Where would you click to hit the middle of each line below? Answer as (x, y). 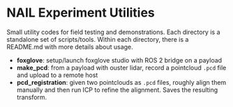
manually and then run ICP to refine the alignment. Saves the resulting (117, 90)
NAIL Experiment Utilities (81, 13)
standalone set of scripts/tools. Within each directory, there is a (98, 39)
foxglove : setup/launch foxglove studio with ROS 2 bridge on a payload (119, 60)
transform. (32, 97)
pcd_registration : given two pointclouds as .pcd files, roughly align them (121, 82)
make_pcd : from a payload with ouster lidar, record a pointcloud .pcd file (121, 67)
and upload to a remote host (57, 75)
